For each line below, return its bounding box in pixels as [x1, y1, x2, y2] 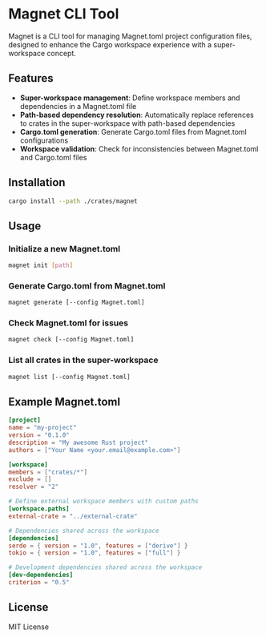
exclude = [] [8, 475, 52, 483]
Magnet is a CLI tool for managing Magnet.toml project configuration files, [8, 31, 252, 41]
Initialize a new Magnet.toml [8, 243, 121, 254]
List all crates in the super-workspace [8, 354, 159, 365]
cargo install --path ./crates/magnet [8, 197, 138, 205]
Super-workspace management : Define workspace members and [19, 93, 240, 103]
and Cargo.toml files [19, 152, 87, 162]
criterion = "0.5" [8, 579, 70, 587]
